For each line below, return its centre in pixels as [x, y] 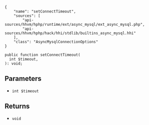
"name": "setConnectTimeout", [45, 11]
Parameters [23, 79]
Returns [17, 106]
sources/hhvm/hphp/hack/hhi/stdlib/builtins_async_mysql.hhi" [70, 33]
